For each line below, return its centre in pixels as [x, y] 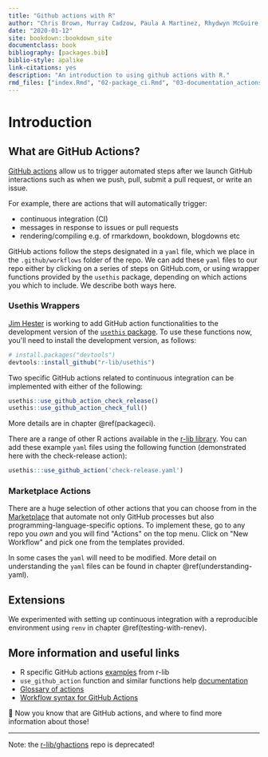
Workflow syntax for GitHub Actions [79, 698]
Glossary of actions [52, 689]
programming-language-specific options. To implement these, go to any [127, 525]
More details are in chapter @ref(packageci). [82, 424]
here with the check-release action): [68, 456]
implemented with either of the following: [76, 386]
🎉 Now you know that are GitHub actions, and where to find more [115, 713]
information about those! [49, 722]
